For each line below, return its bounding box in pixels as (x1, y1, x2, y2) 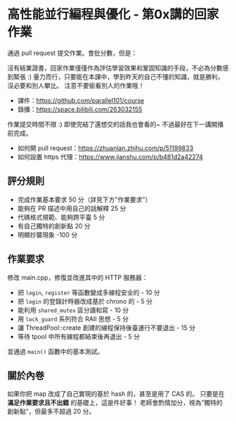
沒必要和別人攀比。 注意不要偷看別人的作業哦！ (7, 81, 145, 89)
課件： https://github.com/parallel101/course (17, 96, 145, 104)
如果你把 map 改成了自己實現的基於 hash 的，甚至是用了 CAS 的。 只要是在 (7, 390, 225, 398)
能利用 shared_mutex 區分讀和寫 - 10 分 (17, 306, 129, 314)
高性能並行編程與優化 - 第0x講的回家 (7, 6, 219, 23)
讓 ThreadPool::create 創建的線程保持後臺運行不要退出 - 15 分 (17, 323, 195, 332)
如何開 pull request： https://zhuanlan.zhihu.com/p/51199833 (17, 144, 194, 152)
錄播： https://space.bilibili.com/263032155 (17, 105, 143, 113)
